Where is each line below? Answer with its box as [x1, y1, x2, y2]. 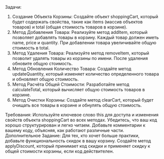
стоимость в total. [12, 45, 50, 51]
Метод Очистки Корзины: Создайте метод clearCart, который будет [12, 97, 154, 103]
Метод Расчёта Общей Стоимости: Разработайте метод [12, 81, 130, 87]
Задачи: [5, 4, 22, 10]
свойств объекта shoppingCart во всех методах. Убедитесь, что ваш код [5, 117, 158, 123]
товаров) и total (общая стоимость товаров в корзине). [12, 24, 127, 30]
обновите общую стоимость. [12, 61, 73, 66]
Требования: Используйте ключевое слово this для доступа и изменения [5, 112, 159, 117]
